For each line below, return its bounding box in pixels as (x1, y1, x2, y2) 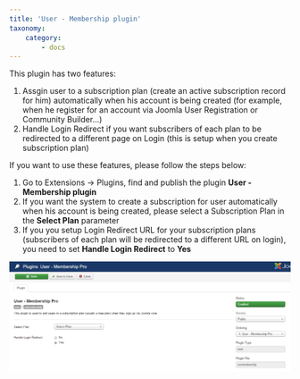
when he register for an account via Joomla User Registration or (21, 105, 259, 115)
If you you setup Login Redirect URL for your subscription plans (21, 224, 256, 236)
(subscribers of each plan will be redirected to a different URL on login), (21, 234, 287, 245)
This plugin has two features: (9, 68, 116, 80)
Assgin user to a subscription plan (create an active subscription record (21, 86, 286, 97)
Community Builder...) (21, 114, 103, 125)
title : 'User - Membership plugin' (9, 14, 142, 23)
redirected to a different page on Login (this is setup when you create (21, 133, 279, 144)
